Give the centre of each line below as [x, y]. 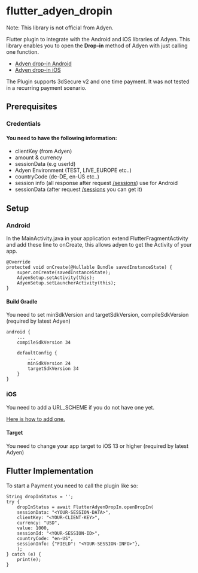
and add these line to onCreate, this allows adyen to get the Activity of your [99, 245]
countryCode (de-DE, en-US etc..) [57, 177]
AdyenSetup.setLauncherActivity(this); [67, 283]
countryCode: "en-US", [45, 538]
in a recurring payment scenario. [46, 87]
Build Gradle [22, 301]
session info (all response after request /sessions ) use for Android [96, 183]
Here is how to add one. [36, 419]
